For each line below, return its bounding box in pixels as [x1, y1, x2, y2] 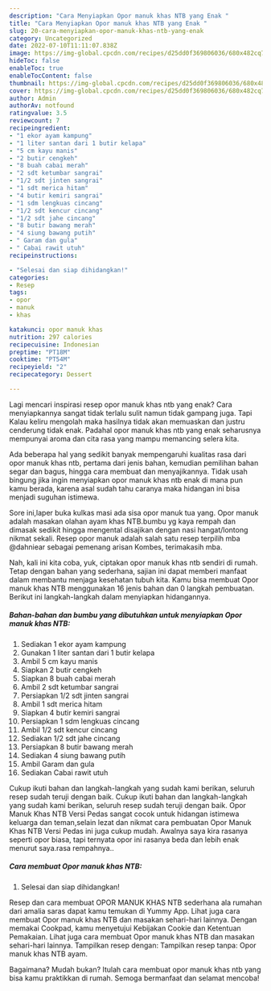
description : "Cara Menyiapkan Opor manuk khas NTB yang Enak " [9, 11, 229, 20]
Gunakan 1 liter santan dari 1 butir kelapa [20, 648, 155, 657]
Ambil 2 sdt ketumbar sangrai [20, 682, 119, 691]
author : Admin [9, 94, 57, 102]
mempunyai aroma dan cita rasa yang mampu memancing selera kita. [9, 433, 240, 443]
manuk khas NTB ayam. [9, 948, 88, 959]
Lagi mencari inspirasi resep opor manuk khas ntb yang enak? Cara [9, 400, 232, 409]
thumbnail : [9, 79, 46, 87]
